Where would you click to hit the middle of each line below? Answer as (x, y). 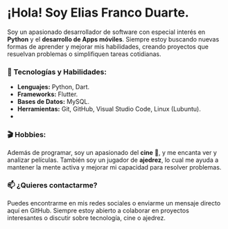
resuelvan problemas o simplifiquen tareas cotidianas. (84, 54)
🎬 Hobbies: (27, 135)
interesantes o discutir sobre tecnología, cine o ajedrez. (87, 218)
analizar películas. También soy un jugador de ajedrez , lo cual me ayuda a (113, 160)
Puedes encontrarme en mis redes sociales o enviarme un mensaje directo (114, 203)
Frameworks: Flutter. (47, 94)
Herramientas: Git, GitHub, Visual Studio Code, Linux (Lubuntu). (109, 109)
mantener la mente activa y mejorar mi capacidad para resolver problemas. (114, 167)
